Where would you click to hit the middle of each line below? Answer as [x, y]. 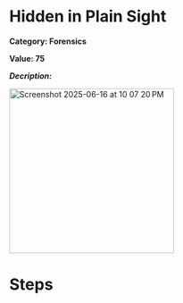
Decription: [30, 76]
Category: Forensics [48, 41]
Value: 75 [27, 58]
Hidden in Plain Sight [88, 17]
